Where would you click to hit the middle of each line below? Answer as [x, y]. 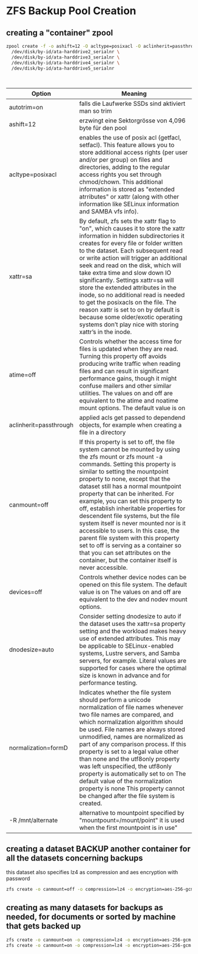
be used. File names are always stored [132, 729]
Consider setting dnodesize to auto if [130, 616]
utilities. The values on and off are [126, 393]
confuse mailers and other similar [126, 386]
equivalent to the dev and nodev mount [133, 599]
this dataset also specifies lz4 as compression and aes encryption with [92, 872]
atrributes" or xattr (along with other [129, 197]
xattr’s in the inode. [105, 332]
